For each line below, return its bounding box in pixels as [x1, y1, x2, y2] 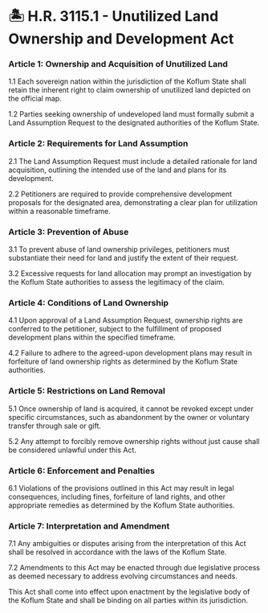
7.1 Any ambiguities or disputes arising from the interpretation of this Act [8, 539, 246, 549]
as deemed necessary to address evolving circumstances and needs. [8, 571, 238, 581]
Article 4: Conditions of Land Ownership [8, 298, 169, 308]
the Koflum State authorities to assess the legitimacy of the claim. [8, 278, 225, 287]
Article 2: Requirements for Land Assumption [8, 138, 189, 150]
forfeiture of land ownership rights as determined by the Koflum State [8, 356, 238, 367]
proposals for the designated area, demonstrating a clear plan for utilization [8, 197, 258, 207]
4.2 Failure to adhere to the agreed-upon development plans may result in [8, 348, 253, 358]
